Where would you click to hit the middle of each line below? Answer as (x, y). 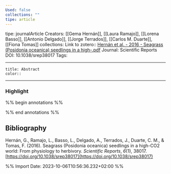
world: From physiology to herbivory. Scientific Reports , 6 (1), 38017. (76, 151)
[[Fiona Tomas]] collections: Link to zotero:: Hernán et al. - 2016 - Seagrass (84, 45)
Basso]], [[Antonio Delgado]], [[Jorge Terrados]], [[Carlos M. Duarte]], (79, 39)
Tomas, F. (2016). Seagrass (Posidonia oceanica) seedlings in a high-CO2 (83, 146)
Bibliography (26, 128)
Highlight (17, 91)
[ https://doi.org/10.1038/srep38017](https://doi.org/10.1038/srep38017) (79, 156)
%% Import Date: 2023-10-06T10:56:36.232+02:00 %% (64, 166)
